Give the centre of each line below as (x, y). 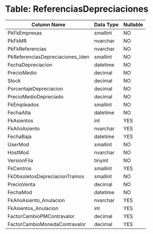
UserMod (18, 144)
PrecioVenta (22, 184)
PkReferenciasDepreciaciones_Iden (49, 56)
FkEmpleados (23, 104)
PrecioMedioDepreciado (36, 97)
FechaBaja (20, 136)
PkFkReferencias (27, 49)
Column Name (49, 25)
